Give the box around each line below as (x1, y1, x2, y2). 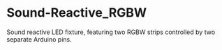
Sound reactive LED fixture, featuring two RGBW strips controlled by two (6, 28, 216, 36)
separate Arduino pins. (6, 35, 72, 43)
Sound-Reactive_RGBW (6, 5, 147, 21)
